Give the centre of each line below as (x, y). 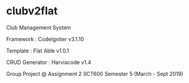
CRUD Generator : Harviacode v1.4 (49, 62)
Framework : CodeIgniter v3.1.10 (45, 39)
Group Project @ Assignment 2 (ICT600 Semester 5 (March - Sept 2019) (95, 73)
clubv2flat (32, 11)
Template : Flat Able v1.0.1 (38, 50)
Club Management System (39, 27)
